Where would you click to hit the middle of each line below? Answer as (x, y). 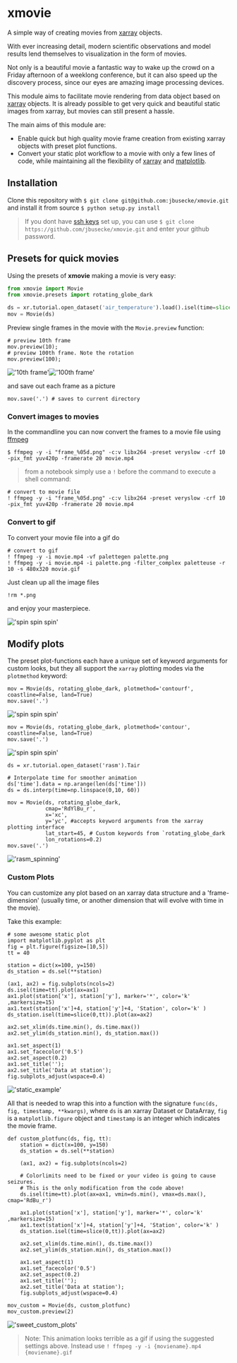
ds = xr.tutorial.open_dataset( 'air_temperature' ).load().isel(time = (112, 308)
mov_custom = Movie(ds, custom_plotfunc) (69, 1305)
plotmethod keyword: (37, 676)
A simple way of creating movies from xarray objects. (85, 32)
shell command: (48, 479)
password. (40, 236)
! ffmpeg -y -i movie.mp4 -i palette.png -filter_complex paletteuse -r (116, 563)
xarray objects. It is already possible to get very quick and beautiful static (114, 103)
